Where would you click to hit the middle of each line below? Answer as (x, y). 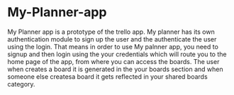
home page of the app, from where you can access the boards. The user (113, 61)
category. (21, 84)
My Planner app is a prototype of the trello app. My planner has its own (111, 32)
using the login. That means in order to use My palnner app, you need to (113, 46)
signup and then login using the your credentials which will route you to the (117, 54)
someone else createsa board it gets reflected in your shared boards (107, 76)
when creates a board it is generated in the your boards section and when (115, 69)
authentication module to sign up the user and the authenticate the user (112, 39)
